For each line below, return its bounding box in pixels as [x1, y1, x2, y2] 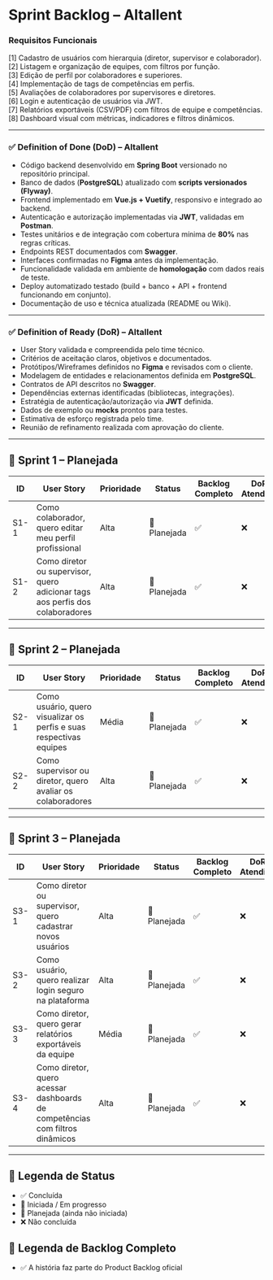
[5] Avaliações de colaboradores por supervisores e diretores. [8, 88, 216, 98]
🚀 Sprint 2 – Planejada [8, 642, 120, 656]
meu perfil [36, 532, 76, 543]
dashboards [36, 1092, 83, 1104]
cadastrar [36, 921, 73, 932]
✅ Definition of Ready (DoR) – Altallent [8, 326, 162, 337]
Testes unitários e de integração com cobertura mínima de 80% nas [19, 229, 249, 239]
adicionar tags [36, 586, 91, 597]
